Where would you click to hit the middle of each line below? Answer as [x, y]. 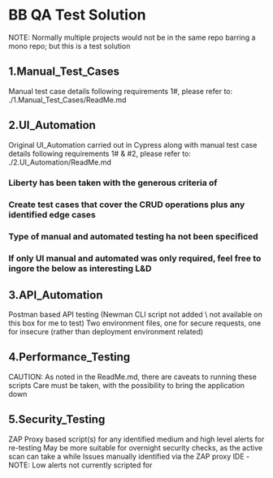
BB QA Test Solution [77, 15]
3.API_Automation [56, 295]
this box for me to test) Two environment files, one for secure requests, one [135, 323]
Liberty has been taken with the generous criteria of [113, 183]
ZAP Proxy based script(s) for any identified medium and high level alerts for [136, 439]
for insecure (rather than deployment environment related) [106, 332]
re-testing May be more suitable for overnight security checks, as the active [135, 447]
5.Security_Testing [57, 420]
